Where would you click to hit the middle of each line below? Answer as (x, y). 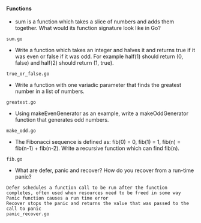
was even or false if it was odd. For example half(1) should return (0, (99, 56)
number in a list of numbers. (50, 91)
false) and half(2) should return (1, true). (64, 63)
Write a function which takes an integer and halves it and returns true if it (105, 50)
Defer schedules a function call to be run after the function (87, 188)
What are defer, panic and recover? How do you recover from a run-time (104, 170)
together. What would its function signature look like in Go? (88, 28)
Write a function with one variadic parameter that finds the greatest (98, 85)
